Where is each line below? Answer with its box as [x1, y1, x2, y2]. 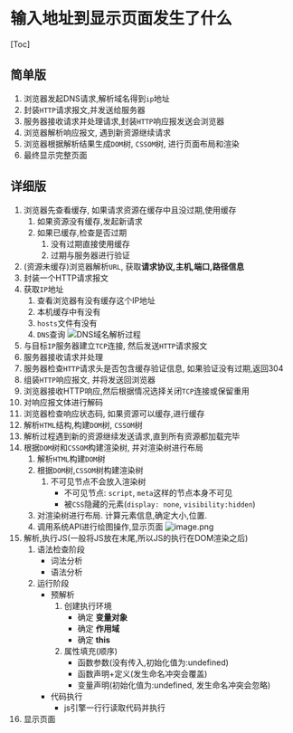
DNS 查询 [36, 328, 66, 339]
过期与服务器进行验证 [50, 250, 130, 261]
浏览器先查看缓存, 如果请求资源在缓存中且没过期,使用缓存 [23, 205, 237, 215]
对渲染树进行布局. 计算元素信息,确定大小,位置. [36, 509, 207, 520]
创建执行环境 [63, 600, 112, 611]
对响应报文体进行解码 [23, 396, 103, 407]
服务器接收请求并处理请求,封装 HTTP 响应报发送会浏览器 [23, 115, 225, 127]
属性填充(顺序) [63, 645, 118, 656]
